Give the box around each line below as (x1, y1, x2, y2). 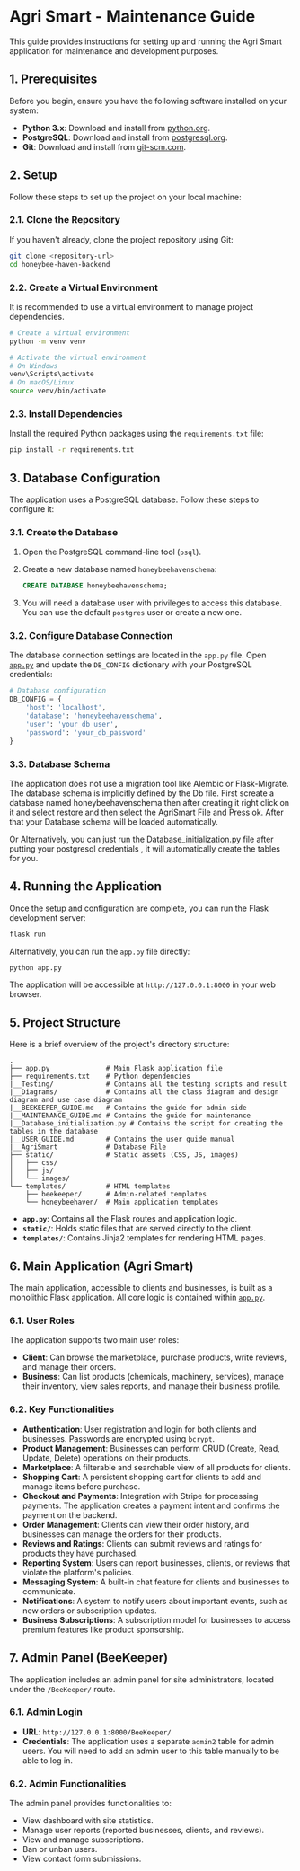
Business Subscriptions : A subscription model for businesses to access (22, 1614, 291, 1625)
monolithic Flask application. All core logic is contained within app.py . (9, 1292, 266, 1303)
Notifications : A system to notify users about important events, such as (22, 1595, 288, 1606)
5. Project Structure (9, 1015, 121, 1030)
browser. (9, 989, 42, 1000)
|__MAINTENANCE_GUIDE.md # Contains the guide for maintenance (9, 1111, 251, 1120)
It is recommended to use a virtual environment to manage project (9, 301, 254, 312)
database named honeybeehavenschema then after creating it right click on (9, 797, 290, 808)
